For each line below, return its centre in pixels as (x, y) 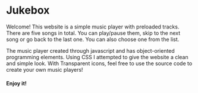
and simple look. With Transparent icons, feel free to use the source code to (99, 63)
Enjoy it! (16, 83)
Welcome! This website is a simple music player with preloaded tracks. (93, 27)
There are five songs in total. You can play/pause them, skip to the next (93, 33)
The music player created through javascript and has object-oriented (91, 50)
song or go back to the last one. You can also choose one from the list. (93, 39)
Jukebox (28, 10)
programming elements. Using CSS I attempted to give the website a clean (97, 57)
